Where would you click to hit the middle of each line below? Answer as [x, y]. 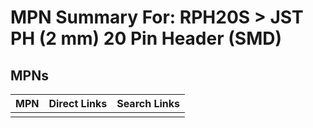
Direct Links [78, 103]
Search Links [148, 103]
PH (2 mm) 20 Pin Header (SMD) [146, 38]
